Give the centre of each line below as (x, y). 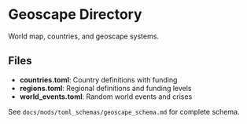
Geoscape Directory (76, 15)
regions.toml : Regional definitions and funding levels (105, 88)
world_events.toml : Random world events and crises (106, 97)
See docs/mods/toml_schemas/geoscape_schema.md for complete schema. (124, 111)
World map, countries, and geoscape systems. (84, 36)
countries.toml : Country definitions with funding (98, 79)
